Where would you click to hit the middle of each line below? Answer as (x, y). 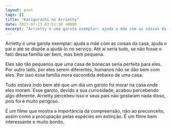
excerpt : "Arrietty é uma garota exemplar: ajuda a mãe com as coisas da (86, 29)
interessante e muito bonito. (35, 122)
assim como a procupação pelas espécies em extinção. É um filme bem (81, 117)
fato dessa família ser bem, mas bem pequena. (55, 55)
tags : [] (15, 15)
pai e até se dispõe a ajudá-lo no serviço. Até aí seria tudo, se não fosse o (83, 49)
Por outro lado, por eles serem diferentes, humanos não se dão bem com (83, 70)
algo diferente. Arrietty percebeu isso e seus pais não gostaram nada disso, (85, 96)
